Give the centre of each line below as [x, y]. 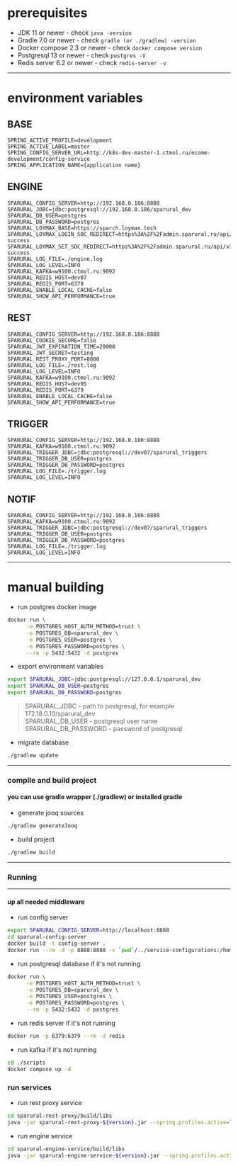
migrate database [43, 742]
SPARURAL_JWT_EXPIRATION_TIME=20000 [61, 346]
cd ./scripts [27, 1063]
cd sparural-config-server [47, 937]
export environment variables [61, 667]
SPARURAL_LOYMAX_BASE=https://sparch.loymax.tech [82, 228]
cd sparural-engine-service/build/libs [66, 1149]
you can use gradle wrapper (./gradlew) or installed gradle [95, 797]
